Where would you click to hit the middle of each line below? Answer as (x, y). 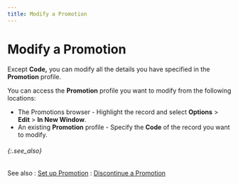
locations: (22, 98)
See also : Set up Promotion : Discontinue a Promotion (86, 173)
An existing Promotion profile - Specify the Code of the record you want (124, 127)
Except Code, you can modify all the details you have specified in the (109, 69)
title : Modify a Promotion (47, 14)
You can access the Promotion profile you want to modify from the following (119, 91)
